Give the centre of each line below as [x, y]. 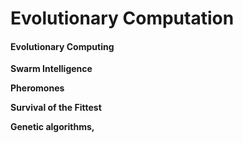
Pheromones [37, 88]
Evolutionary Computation [122, 18]
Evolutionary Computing [62, 46]
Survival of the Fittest [56, 108]
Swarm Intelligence [51, 69]
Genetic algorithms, [52, 127]
